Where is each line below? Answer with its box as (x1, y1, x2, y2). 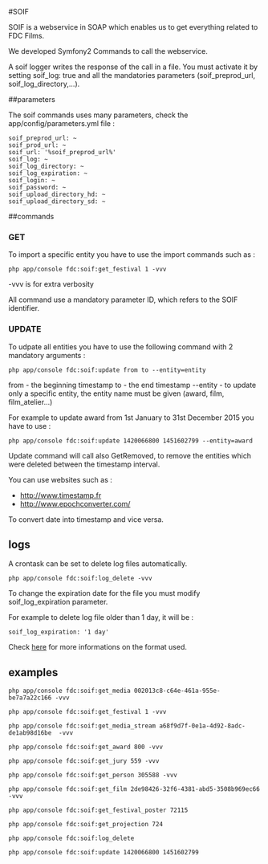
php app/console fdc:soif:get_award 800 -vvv (8, 743, 163, 752)
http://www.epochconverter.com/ (19, 499, 131, 508)
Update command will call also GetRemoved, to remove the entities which (8, 450, 251, 460)
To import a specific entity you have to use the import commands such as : (8, 250, 255, 259)
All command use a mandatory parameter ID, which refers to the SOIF (8, 295, 238, 304)
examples (8, 666, 59, 679)
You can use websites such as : (8, 475, 112, 484)
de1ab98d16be (8, 729, 52, 737)
